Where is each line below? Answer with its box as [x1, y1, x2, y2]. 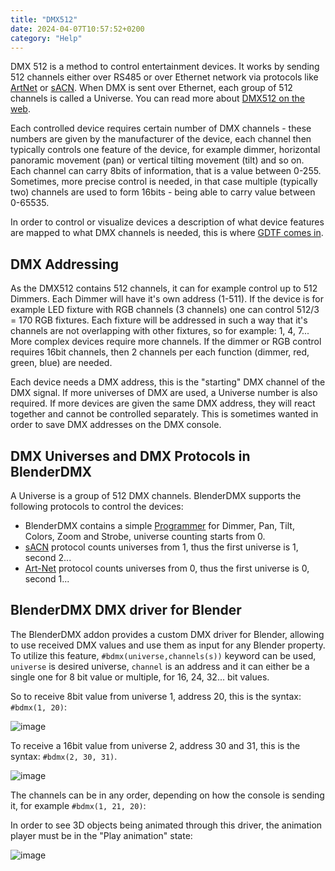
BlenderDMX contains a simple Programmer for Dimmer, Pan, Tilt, [24, 520, 295, 531]
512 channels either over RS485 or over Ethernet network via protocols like [10, 71, 319, 83]
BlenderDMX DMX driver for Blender [10, 602, 242, 619]
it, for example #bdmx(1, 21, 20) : [10, 799, 147, 811]
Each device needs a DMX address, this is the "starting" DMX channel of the [10, 376, 326, 388]
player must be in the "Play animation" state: [10, 829, 193, 841]
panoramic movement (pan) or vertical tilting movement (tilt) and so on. [10, 154, 305, 166]
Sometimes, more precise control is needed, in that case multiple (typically [10, 176, 318, 188]
